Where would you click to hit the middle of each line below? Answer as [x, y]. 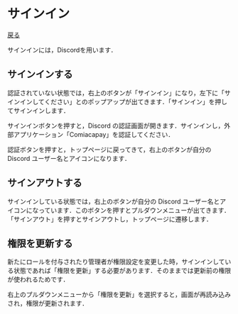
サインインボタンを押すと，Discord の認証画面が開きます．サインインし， [116, 125]
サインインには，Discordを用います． [62, 50]
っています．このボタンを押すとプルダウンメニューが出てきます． [134, 210]
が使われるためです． [38, 279]
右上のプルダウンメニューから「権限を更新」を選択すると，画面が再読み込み [119, 295]
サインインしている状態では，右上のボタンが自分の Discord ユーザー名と [114, 201]
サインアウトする [45, 183]
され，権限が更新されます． [48, 303]
